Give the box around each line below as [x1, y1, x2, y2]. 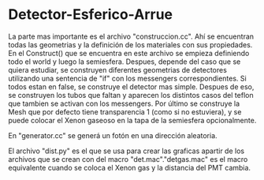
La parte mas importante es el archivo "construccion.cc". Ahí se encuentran [8, 32, 255, 41]
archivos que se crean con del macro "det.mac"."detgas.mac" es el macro [8, 154, 248, 163]
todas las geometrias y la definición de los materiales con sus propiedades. [8, 39, 253, 49]
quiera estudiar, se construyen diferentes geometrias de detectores [8, 65, 227, 74]
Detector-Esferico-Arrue [8, 6, 173, 24]
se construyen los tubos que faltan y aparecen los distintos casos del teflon [8, 90, 254, 99]
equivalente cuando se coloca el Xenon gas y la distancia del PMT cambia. [8, 163, 251, 172]
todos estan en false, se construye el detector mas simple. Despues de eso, [8, 81, 255, 92]
